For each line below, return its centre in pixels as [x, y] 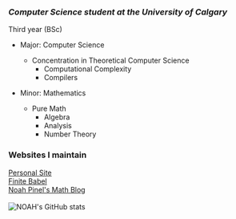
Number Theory [70, 134]
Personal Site [30, 172]
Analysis [58, 126]
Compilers [61, 78]
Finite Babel [28, 181]
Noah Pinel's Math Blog [47, 189]
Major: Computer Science [62, 45]
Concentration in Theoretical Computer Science [110, 61]
